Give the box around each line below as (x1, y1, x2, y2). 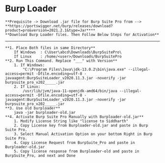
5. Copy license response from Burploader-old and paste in (14, 149, 139, 154)
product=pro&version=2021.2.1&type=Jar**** (5, 28, 96, 33)
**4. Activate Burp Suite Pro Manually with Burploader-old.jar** (5, 114, 144, 119)
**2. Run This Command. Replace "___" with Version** (5, 58, 118, 63)
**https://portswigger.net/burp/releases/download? (5, 23, 113, 29)
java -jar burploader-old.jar (14, 110, 76, 115)
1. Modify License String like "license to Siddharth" (14, 119, 129, 124)
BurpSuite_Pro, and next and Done (5, 153, 76, 158)
